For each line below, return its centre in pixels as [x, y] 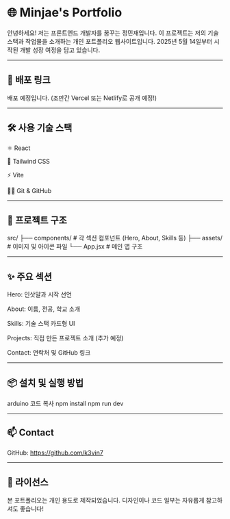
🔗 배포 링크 [29, 80]
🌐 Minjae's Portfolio [65, 13]
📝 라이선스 [28, 482]
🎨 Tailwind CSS [28, 161]
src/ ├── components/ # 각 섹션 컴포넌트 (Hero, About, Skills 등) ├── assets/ [115, 238]
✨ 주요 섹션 [30, 276]
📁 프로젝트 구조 [37, 220]
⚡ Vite [15, 175]
